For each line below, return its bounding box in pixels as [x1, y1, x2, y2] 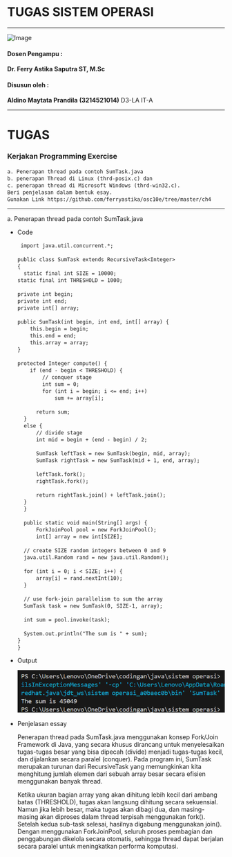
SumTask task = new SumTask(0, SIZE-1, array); [23, 602, 164, 610]
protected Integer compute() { [17, 360, 108, 367]
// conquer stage [42, 373, 92, 381]
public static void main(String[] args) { [23, 519, 148, 527]
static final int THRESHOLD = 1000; [17, 276, 123, 284]
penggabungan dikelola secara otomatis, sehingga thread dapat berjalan [17, 834, 224, 842]
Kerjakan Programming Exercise [7, 152, 117, 161]
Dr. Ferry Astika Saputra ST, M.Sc [7, 65, 106, 73]
